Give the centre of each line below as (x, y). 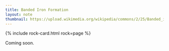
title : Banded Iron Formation (37, 10)
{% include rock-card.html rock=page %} (48, 33)
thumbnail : (17, 19)
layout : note (19, 14)
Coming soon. (20, 43)
